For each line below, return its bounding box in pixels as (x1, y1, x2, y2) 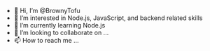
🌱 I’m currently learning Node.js (13, 21, 106, 29)
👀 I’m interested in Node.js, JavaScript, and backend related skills (13, 14, 203, 22)
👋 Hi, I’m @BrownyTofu (13, 7, 80, 14)
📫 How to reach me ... (13, 37, 79, 44)
